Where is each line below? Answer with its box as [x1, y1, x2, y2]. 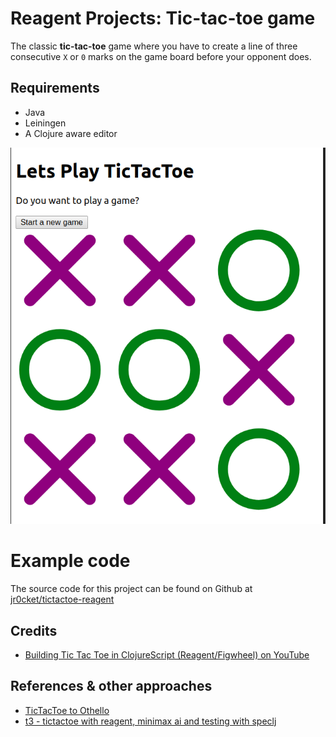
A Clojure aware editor [24, 127, 118, 139]
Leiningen [24, 117, 67, 129]
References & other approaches [10, 678, 213, 695]
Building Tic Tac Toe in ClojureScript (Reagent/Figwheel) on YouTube [24, 649, 310, 661]
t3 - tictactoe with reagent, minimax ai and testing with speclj [24, 715, 277, 727]
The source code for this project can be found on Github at [10, 583, 253, 595]
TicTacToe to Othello [24, 704, 110, 716]
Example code [10, 550, 131, 572]
